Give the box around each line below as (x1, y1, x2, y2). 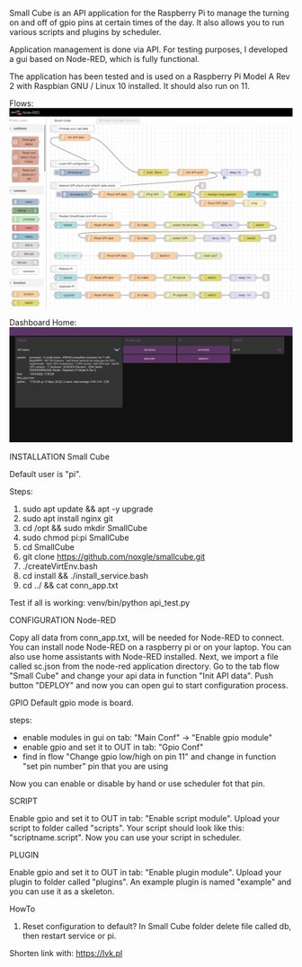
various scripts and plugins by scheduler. (9, 27, 162, 37)
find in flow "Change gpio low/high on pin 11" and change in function (22, 750, 277, 762)
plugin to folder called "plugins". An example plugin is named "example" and (9, 876, 292, 887)
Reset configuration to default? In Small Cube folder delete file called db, (22, 920, 292, 931)
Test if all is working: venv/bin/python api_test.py (9, 597, 191, 608)
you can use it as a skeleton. (9, 885, 115, 897)
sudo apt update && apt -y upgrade (22, 503, 154, 514)
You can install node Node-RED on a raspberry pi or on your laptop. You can (9, 642, 292, 652)
